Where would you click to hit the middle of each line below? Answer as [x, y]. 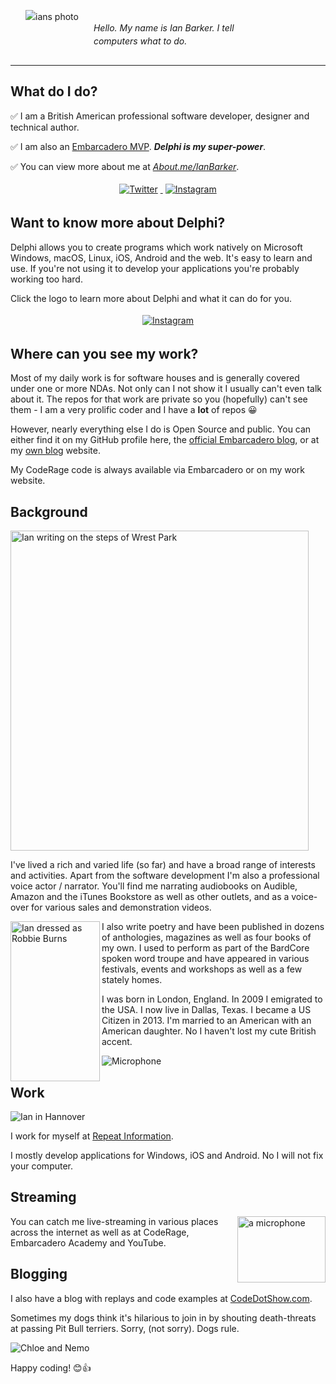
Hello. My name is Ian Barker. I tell [164, 28]
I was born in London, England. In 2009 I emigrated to [212, 999]
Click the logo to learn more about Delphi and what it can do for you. [151, 298]
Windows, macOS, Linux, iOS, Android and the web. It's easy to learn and [161, 257]
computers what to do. [140, 41]
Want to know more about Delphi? [118, 223]
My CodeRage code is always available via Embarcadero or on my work [158, 470]
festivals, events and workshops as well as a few [202, 969]
